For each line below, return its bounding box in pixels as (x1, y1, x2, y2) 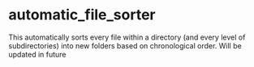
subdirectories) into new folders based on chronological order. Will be (8, 40, 242, 50)
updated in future (8, 49, 67, 59)
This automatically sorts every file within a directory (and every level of (8, 32, 246, 42)
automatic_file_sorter (8, 6, 156, 24)
